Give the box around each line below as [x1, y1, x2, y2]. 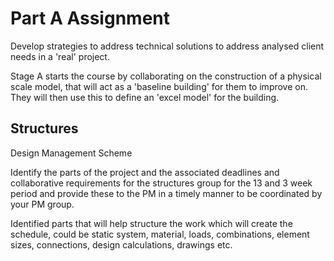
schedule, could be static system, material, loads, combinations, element [10, 228, 310, 240]
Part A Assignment [10, 7, 170, 30]
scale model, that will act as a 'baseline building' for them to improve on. [10, 80, 309, 92]
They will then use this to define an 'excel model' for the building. [10, 91, 280, 103]
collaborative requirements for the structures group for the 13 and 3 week [10, 177, 313, 189]
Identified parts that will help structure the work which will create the [10, 217, 293, 229]
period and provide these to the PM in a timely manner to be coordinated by [10, 187, 323, 199]
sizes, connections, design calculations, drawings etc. [10, 238, 233, 251]
